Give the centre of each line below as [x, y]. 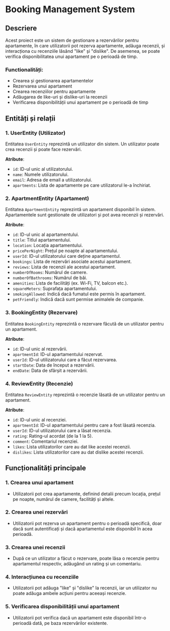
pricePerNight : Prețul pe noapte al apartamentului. [65, 251]
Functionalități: [24, 70]
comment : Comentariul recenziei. [45, 441]
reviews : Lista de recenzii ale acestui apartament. [64, 267]
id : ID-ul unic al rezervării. [40, 349]
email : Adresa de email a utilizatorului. [52, 179]
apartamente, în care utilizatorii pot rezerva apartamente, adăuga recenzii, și [85, 46]
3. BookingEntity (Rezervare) [41, 313]
